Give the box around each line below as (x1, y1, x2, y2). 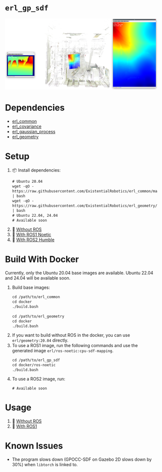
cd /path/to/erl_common (12, 295, 60, 299)
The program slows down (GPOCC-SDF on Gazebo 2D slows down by (12, 456, 152, 462)
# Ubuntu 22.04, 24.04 (12, 213, 58, 218)
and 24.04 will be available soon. (5, 275, 71, 281)
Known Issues (5, 440, 63, 452)
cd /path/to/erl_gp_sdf (12, 358, 60, 363)
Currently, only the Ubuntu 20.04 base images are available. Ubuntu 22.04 (5, 270, 154, 276)
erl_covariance (12, 123, 42, 129)
